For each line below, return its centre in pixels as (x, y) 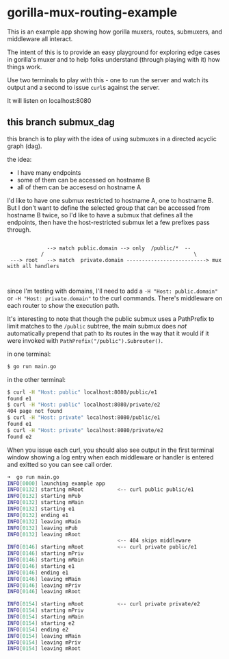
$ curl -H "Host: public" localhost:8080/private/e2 (84, 405)
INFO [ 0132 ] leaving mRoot (44, 534)
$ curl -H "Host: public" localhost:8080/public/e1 (82, 392)
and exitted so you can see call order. (60, 464)
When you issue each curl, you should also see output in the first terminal (110, 450)
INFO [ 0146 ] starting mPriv (45, 553)
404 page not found (35, 411)
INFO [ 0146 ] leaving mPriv (44, 585)
